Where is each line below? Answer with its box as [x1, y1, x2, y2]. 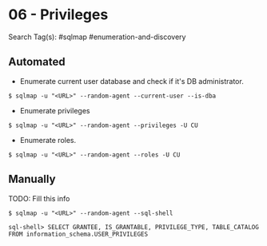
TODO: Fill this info [8, 193, 70, 203]
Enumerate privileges [19, 105, 90, 115]
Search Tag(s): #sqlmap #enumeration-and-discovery [8, 32, 186, 42]
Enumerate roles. [19, 135, 77, 145]
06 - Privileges [8, 6, 109, 24]
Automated [8, 55, 66, 69]
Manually [8, 173, 56, 186]
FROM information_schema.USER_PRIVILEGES [8, 230, 149, 238]
